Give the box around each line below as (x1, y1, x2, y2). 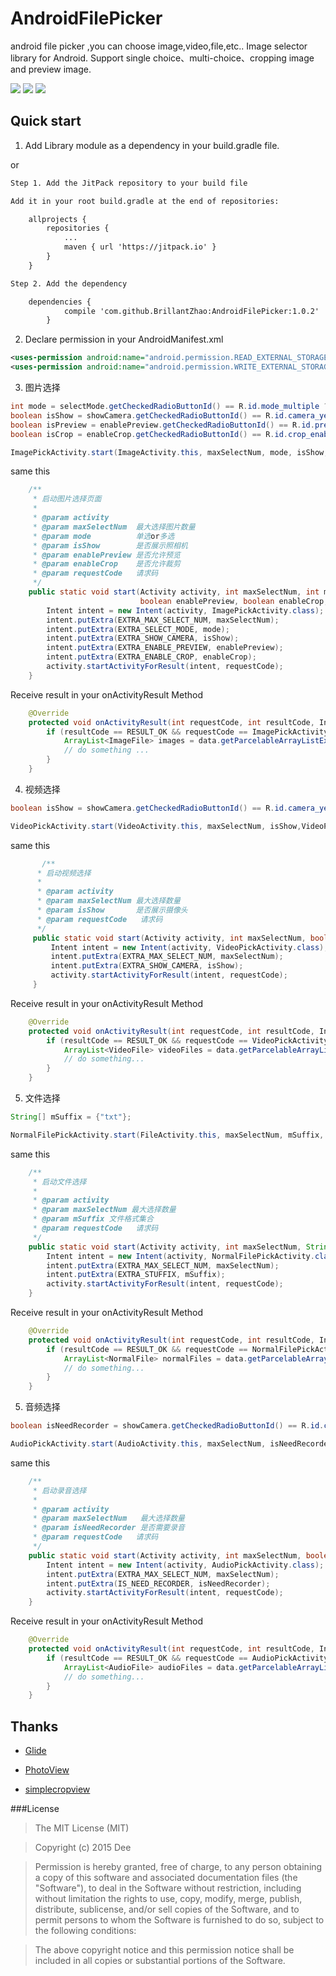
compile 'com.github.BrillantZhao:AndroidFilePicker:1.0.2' (63, 306, 320, 316)
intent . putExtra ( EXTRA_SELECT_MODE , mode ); (46, 624, 230, 634)
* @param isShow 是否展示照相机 (32, 540, 188, 551)
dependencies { (28, 297, 92, 307)
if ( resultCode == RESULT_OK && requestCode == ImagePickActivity (46, 727, 329, 737)
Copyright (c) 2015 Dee (34, 1842, 132, 1854)
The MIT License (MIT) (34, 1822, 130, 1834)
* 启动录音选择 (32, 1485, 87, 1496)
